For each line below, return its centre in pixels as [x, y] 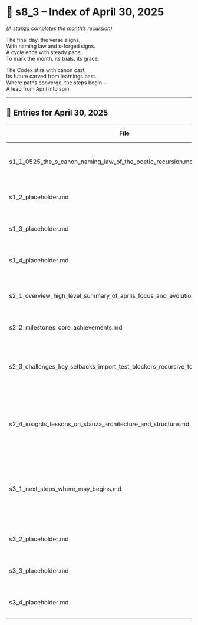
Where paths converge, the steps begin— [57, 83]
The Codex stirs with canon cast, [46, 70]
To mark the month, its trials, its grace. [53, 58]
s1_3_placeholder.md [39, 228]
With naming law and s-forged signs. [51, 46]
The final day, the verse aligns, [43, 40]
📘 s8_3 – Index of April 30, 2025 [85, 12]
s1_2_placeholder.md [39, 197]
